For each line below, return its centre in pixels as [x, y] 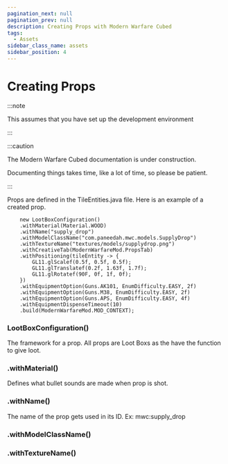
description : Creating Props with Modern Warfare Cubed [89, 26]
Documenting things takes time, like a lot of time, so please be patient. [107, 172]
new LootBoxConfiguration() [60, 220]
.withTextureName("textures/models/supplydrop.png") [97, 244]
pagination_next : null [40, 14]
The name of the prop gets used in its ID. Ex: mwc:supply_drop [96, 416]
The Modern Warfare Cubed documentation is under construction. [102, 159]
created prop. [27, 207]
